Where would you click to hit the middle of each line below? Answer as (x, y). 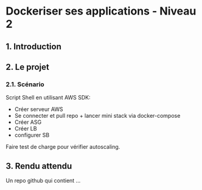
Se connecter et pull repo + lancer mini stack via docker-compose (97, 116)
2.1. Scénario (25, 84)
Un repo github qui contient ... (43, 181)
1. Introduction (33, 46)
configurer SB (32, 135)
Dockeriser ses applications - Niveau (101, 11)
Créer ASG (28, 122)
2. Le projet (27, 67)
